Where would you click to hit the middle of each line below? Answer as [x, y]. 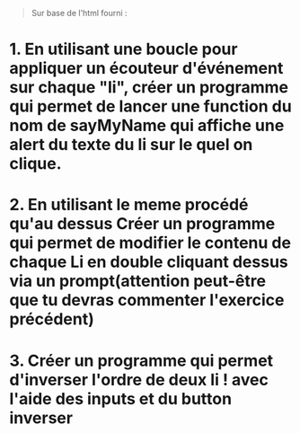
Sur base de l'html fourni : [79, 13]
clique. [35, 164]
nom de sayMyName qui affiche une [147, 126]
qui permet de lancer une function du [150, 106]
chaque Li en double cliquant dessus [149, 262]
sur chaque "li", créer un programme [149, 88]
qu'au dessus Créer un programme [142, 224]
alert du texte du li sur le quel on [131, 145]
